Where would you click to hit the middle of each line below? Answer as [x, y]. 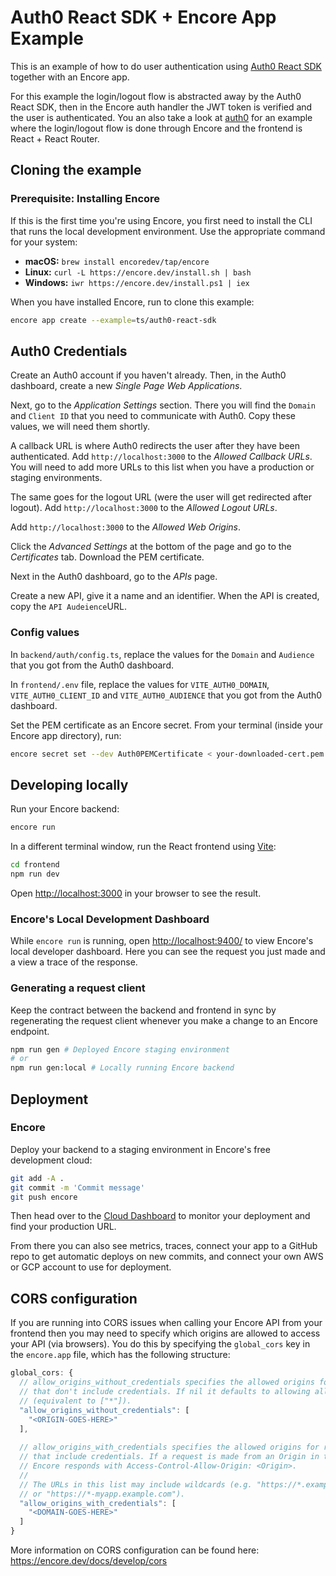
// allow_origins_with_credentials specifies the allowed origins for [169, 1447]
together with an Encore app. [70, 77]
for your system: [44, 242]
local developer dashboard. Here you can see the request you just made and [168, 952]
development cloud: [51, 1160]
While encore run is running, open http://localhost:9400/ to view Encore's [162, 941]
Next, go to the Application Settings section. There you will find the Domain [163, 405]
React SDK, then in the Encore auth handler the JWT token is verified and [161, 107]
